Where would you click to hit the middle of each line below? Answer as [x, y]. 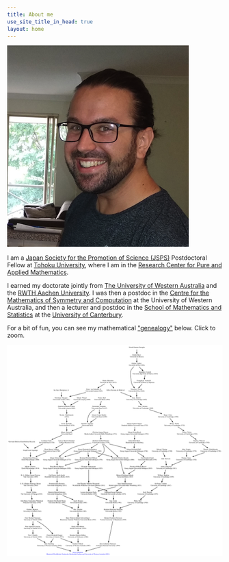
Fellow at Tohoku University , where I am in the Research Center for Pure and [114, 265]
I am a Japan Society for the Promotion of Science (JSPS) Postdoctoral [107, 258]
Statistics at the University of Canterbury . [65, 315]
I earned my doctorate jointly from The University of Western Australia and [112, 286]
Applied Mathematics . [38, 272]
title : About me [30, 14]
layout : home [26, 29]
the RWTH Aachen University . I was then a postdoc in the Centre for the [108, 293]
